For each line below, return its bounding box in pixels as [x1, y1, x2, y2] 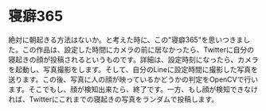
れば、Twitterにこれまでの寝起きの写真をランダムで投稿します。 [8, 94, 219, 104]
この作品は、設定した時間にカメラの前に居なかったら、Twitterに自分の [22, 44, 255, 54]
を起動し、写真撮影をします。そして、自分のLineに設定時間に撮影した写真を [8, 64, 259, 74]
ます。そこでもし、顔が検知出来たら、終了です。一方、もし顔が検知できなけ [8, 84, 259, 94]
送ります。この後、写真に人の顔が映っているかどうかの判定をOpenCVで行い [8, 75, 259, 84]
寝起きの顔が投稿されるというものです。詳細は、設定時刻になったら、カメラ [8, 55, 259, 64]
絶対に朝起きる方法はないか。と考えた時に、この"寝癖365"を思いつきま [8, 35, 244, 44]
